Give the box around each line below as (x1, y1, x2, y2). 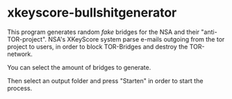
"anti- (201, 28, 217, 36)
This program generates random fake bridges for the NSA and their (7, 28, 200, 36)
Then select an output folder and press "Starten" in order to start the (7, 76, 204, 84)
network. (7, 50, 33, 58)
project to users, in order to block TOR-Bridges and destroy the (7, 42, 188, 51)
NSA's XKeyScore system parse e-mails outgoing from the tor (48, 35, 225, 43)
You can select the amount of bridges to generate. (7, 63, 151, 71)
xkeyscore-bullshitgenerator (7, 5, 177, 21)
